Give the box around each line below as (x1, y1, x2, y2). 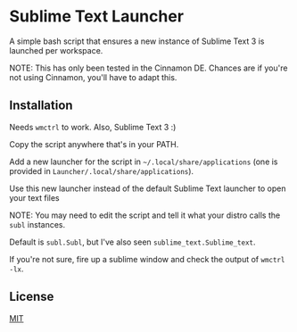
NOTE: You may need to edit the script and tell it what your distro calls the (9, 210, 281, 220)
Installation (9, 98, 73, 113)
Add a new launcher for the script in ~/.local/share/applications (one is (9, 156, 278, 167)
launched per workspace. (9, 45, 103, 55)
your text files (9, 192, 60, 203)
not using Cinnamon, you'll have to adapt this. (9, 71, 177, 82)
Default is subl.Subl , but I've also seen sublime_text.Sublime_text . (9, 237, 256, 247)
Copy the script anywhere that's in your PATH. (9, 138, 179, 149)
